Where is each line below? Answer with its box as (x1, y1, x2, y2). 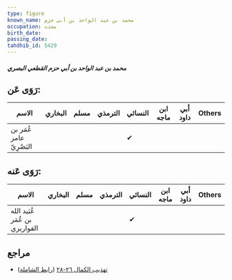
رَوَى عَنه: (7, 165, 41, 177)
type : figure (7, 10, 45, 17)
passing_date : (7, 36, 48, 43)
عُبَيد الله (10, 206, 35, 216)
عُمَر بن (10, 124, 32, 134)
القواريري (10, 223, 39, 233)
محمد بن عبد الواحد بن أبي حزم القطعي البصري (7, 64, 126, 72)
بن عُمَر (10, 215, 32, 225)
